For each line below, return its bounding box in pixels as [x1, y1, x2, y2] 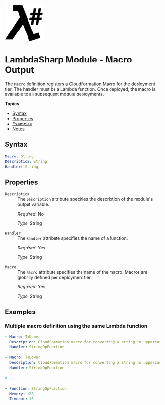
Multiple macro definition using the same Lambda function [5, 322, 148, 329]
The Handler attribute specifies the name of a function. [17, 235, 128, 241]
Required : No [17, 211, 44, 217]
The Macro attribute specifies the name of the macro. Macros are [17, 269, 148, 275]
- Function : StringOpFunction [5, 386, 67, 391]
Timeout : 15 [9, 397, 34, 402]
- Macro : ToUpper [5, 334, 41, 339]
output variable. [17, 201, 50, 207]
